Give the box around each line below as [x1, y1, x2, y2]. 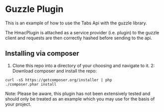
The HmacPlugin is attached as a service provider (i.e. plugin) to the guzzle [5, 29, 160, 35]
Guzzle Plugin [5, 3, 64, 15]
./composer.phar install [5, 82, 57, 87]
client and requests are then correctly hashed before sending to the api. [5, 35, 153, 41]
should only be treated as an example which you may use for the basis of [5, 96, 155, 102]
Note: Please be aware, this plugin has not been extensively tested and [5, 91, 151, 97]
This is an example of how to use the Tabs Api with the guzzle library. [5, 20, 148, 26]
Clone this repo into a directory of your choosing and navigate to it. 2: [12, 62, 155, 68]
